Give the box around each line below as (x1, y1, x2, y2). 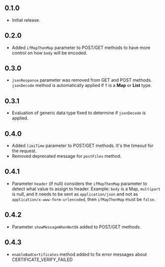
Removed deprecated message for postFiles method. (11, 153, 122, 159)
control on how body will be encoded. (11, 49, 87, 56)
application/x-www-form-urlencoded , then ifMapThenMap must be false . (11, 196, 156, 202)
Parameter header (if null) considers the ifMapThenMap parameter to (11, 180, 148, 186)
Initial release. (11, 17, 41, 23)
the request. (11, 148, 37, 154)
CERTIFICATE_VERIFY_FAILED (11, 257, 73, 263)
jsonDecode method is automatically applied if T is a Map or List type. (11, 83, 152, 89)
